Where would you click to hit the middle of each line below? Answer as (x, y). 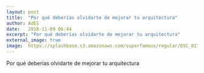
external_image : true (34, 40)
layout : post (23, 12)
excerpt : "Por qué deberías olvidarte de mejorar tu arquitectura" (93, 35)
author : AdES (23, 23)
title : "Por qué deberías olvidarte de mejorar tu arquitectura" (92, 18)
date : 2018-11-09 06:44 (39, 29)
